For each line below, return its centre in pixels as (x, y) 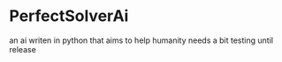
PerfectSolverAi (69, 16)
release (23, 49)
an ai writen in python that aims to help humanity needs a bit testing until (141, 40)
